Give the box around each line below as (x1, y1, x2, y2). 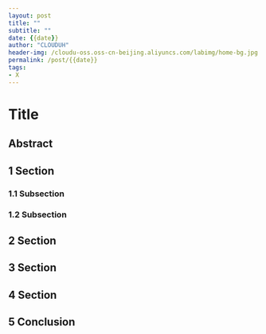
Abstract (8, 137, 53, 151)
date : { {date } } (8, 33, 59, 42)
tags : (8, 64, 26, 72)
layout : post (8, 11, 52, 20)
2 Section (8, 234, 57, 247)
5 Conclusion (8, 316, 76, 328)
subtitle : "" (8, 26, 52, 34)
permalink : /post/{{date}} (8, 57, 98, 65)
